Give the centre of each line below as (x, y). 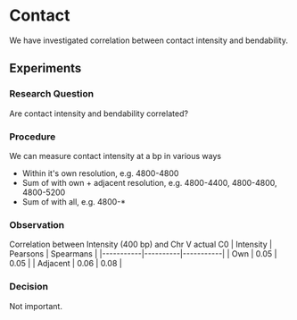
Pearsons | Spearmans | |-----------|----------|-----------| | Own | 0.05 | (143, 254)
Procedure (33, 137)
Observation (37, 224)
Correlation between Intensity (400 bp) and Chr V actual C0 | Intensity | (141, 244)
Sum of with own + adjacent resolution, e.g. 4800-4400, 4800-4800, (150, 182)
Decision (29, 287)
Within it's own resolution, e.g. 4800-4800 (100, 173)
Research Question (52, 94)
